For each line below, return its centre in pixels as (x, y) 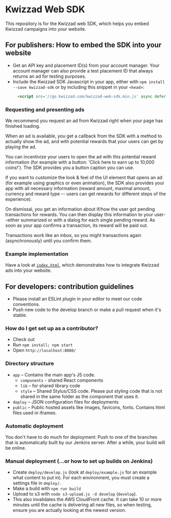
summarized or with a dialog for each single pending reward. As (88, 220)
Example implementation (37, 254)
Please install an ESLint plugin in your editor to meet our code (77, 299)
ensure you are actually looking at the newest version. (69, 510)
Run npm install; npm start (43, 345)
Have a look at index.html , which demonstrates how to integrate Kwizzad (82, 265)
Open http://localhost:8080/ (44, 350)
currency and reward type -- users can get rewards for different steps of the (86, 194)
